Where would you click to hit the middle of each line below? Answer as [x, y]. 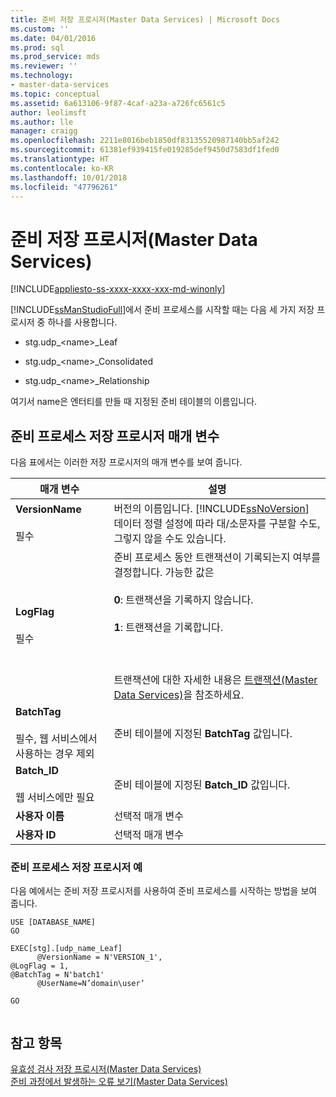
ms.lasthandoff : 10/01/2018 [69, 177]
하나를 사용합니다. [82, 322]
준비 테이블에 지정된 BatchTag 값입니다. [203, 734]
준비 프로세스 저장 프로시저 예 [76, 868]
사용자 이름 [40, 816]
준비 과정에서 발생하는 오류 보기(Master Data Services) [119, 1082]
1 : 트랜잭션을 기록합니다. [168, 628]
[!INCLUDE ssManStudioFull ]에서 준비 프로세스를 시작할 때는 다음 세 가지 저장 [162, 310]
